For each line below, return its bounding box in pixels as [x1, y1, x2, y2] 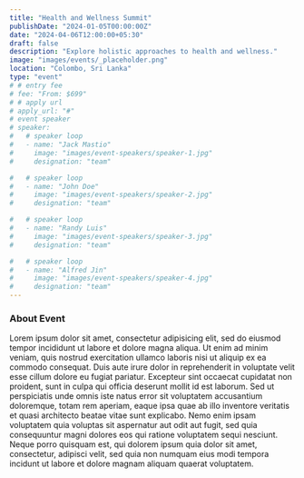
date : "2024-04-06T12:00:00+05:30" [9, 30, 144, 39]
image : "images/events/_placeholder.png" [9, 55, 169, 65]
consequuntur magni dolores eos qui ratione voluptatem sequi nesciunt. [9, 429, 279, 441]
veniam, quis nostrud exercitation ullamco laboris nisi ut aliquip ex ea [9, 352, 267, 363]
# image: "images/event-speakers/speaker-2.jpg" [9, 190, 213, 200]
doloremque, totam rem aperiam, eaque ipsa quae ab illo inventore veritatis [9, 401, 290, 412]
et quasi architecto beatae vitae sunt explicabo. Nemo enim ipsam [9, 410, 257, 421]
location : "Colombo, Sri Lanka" [9, 65, 132, 74]
